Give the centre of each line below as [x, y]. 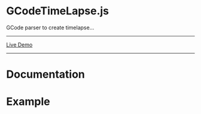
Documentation [46, 74]
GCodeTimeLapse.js [58, 11]
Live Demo [19, 44]
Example [28, 102]
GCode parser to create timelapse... [50, 27]
